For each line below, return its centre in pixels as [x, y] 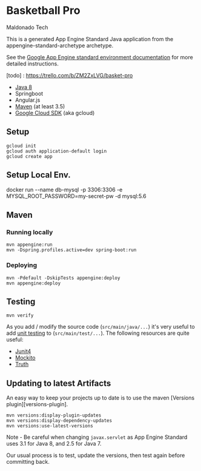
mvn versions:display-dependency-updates [59, 421]
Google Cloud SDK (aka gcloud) [55, 113]
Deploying [22, 265]
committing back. [28, 462]
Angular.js [28, 100]
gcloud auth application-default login [57, 151]
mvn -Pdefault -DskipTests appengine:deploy [63, 278]
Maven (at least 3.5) [40, 106]
